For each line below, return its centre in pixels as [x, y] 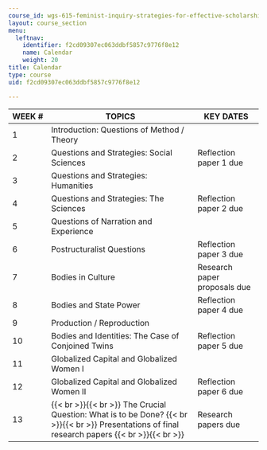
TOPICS [120, 116]
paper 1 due [221, 162]
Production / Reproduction [100, 323]
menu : [17, 30]
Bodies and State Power [96, 305]
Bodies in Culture [83, 277]
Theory [65, 139]
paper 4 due [221, 310]
